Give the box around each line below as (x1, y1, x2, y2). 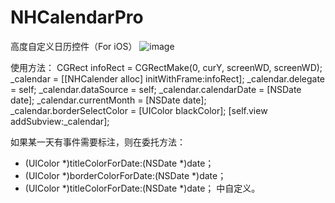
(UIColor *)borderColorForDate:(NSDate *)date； (24, 169, 227, 181)
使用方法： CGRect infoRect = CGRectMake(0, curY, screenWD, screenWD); (10, 61, 323, 73)
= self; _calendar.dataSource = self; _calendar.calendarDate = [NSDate (10, 83, 302, 95)
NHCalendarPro (10, 6, 144, 29)
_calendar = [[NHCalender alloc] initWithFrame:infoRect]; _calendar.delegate (10, 72, 326, 85)
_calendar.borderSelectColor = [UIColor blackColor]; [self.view (10, 104, 268, 116)
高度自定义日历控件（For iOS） (10, 40, 138, 52)
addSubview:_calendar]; (10, 115, 110, 127)
